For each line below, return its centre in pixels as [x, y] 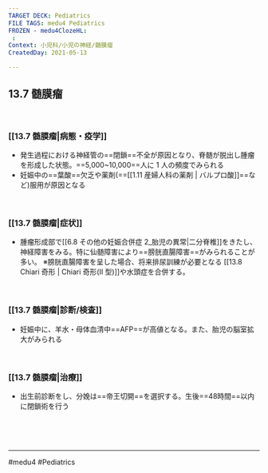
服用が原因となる [57, 185]
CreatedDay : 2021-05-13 [48, 53]
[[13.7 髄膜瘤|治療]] [45, 377]
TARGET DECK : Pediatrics [49, 16]
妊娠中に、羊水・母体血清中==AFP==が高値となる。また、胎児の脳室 [133, 329]
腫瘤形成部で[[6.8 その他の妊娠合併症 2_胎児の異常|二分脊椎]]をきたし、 [138, 242]
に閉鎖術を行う [44, 406]
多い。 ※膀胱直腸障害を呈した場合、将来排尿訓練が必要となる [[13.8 [131, 262]
